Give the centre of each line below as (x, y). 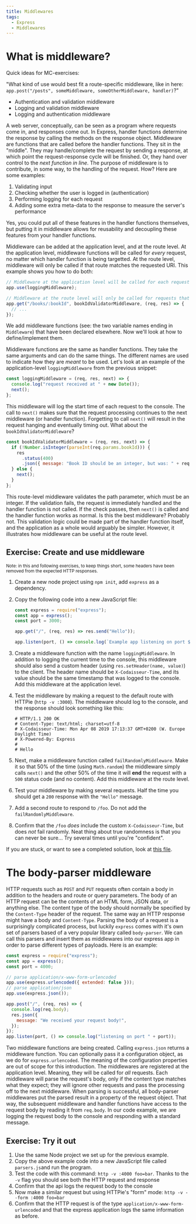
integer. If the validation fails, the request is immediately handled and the (94, 503)
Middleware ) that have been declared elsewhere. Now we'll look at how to (94, 332)
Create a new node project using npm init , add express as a (87, 582)
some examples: (26, 176)
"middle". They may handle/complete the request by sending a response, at (97, 150)
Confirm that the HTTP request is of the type (68, 1204)
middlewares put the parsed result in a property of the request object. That (96, 1098)
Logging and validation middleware (57, 108)
